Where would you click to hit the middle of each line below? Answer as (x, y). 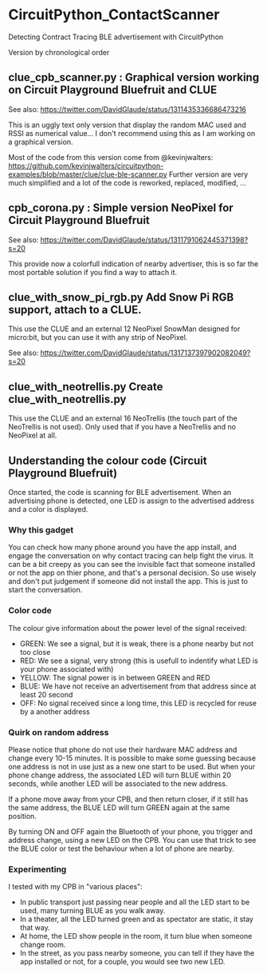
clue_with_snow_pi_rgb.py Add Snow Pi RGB (121, 297)
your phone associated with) (67, 669)
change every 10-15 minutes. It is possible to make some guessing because (132, 758)
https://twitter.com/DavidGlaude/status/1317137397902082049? (145, 353)
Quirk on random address (59, 732)
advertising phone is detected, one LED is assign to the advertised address (132, 501)
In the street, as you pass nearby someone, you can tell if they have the (137, 953)
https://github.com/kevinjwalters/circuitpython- (86, 166)
